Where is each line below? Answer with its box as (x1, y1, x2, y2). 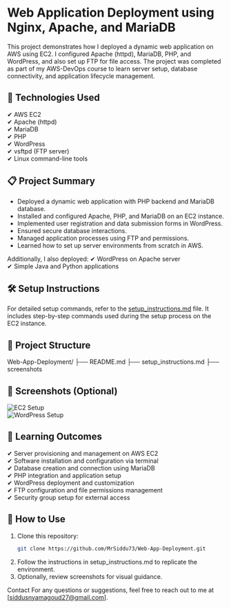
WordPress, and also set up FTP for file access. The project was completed (7, 57, 221, 65)
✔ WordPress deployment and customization (7, 479, 134, 487)
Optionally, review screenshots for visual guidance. (17, 572, 163, 580)
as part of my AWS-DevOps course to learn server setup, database (7, 64, 198, 73)
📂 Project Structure (7, 339, 91, 351)
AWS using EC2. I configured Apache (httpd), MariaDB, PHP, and (7, 50, 192, 58)
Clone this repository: (17, 531, 79, 540)
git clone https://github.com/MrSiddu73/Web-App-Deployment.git (17, 545, 206, 552)
